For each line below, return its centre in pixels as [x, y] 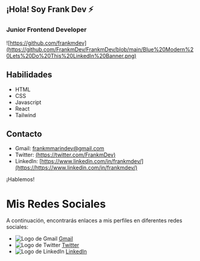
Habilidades [29, 75]
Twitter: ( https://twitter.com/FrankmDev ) [65, 155]
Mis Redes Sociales [56, 204]
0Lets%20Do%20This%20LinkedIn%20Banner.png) [72, 56]
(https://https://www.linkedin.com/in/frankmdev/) [76, 168]
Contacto [24, 134]
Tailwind [25, 115]
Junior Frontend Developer [47, 30]
